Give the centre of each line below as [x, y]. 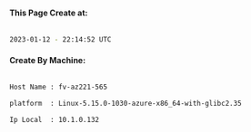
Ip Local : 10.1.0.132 [55, 120]
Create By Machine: [48, 60]
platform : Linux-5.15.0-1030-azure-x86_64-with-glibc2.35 [126, 104]
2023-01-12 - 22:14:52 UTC [60, 40]
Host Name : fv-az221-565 [58, 87]
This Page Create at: [49, 13]
